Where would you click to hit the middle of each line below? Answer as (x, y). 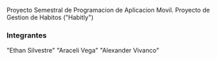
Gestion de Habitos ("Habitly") (50, 17)
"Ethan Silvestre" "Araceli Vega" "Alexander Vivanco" (83, 51)
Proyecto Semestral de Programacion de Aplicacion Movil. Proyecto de (108, 10)
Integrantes (27, 35)
